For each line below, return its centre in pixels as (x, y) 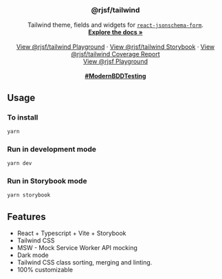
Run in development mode (52, 149)
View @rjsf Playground (115, 62)
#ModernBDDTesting (115, 76)
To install (23, 117)
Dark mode (33, 255)
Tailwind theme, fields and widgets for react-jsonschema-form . (115, 25)
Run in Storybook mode (47, 181)
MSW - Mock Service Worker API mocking (77, 248)
